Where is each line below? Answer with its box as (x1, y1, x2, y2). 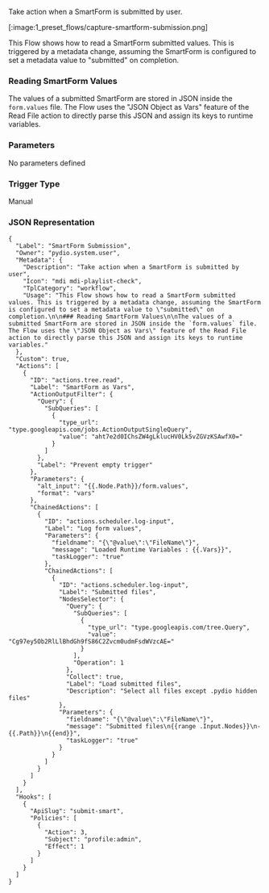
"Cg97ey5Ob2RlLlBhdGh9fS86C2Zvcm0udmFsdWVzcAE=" (8, 638, 175, 646)
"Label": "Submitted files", (59, 589, 157, 597)
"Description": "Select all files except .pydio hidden (65, 687, 258, 695)
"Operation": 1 (72, 659, 125, 667)
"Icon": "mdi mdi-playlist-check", (23, 278, 143, 286)
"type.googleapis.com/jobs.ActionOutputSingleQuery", (8, 426, 193, 434)
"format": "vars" (37, 489, 95, 497)
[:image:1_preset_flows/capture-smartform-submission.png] (8, 23, 208, 31)
